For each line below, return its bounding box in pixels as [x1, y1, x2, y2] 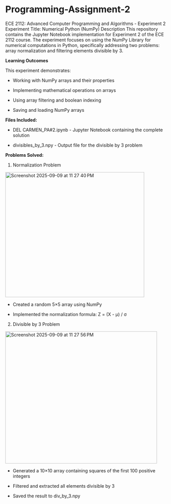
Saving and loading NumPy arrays [12, 107, 85, 113]
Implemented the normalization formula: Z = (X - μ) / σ [12, 311, 127, 317]
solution [12, 132, 30, 138]
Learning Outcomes [5, 57, 48, 63]
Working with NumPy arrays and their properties [12, 77, 115, 83]
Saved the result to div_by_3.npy [12, 493, 81, 499]
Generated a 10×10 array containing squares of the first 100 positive [12, 467, 156, 473]
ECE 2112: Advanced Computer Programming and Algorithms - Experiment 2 [5, 20, 166, 27]
